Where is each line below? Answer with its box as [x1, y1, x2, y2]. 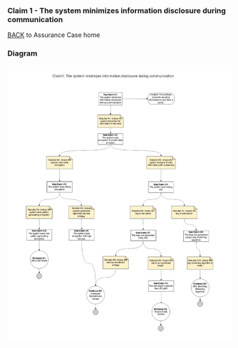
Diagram [7, 48, 38, 58]
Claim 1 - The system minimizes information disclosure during [7, 6, 227, 16]
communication [7, 14, 63, 24]
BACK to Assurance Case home [7, 31, 100, 39]
